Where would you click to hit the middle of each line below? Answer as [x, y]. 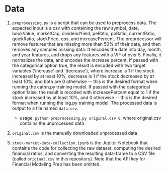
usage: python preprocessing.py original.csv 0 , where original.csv [90, 118]
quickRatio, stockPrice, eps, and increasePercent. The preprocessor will [87, 39]
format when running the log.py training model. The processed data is [84, 103]
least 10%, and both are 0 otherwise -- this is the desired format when [85, 81]
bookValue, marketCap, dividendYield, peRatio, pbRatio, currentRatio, [84, 33]
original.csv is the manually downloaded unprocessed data [75, 133]
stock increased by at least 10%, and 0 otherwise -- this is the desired [85, 97]
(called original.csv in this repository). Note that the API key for [78, 158]
